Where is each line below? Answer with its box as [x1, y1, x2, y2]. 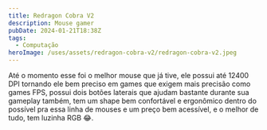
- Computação [15, 41, 59, 49]
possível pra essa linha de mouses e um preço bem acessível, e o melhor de [8, 104, 259, 114]
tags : [8, 33, 26, 42]
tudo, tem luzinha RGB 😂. [8, 113, 94, 122]
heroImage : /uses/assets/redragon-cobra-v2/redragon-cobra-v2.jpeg [8, 49, 238, 57]
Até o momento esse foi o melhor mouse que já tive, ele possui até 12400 [8, 71, 249, 80]
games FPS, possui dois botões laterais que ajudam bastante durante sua [8, 88, 249, 97]
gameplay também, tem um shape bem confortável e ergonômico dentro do [8, 97, 257, 105]
